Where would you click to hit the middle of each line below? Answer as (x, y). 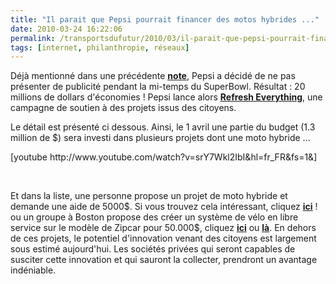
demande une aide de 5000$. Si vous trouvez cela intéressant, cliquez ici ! (164, 207)
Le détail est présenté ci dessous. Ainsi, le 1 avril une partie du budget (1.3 (163, 127)
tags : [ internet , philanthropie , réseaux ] (100, 47)
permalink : (33, 38)
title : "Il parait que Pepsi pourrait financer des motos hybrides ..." (165, 19)
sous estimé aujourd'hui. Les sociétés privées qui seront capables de (153, 249)
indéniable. (33, 270)
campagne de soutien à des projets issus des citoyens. (123, 108)
